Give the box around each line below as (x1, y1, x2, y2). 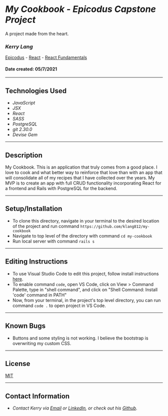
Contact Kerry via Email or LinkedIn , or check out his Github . (12, 405, 137, 411)
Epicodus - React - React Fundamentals (5, 54, 87, 60)
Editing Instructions (5, 257, 68, 266)
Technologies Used (5, 86, 66, 95)
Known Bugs (5, 321, 46, 330)
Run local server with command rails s (12, 238, 95, 244)
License (5, 359, 30, 368)
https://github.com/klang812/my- (80, 224, 150, 229)
